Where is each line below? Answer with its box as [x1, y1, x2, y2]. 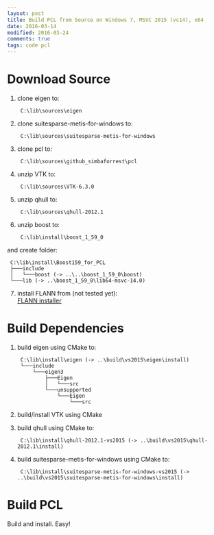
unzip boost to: [16, 220, 60, 228]
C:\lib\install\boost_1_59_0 [20, 234, 104, 241]
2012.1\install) [16, 443, 64, 450]
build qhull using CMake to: [16, 423, 95, 432]
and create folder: [7, 246, 58, 254]
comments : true [7, 36, 51, 43]
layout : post [7, 10, 45, 17]
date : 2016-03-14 [7, 23, 57, 29]
